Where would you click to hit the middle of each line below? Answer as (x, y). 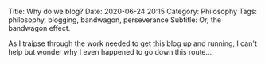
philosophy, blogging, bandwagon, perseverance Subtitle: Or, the (115, 20)
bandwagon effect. (39, 28)
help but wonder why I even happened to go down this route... (110, 52)
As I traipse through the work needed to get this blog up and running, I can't (132, 43)
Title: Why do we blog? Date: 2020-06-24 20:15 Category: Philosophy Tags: (132, 11)
